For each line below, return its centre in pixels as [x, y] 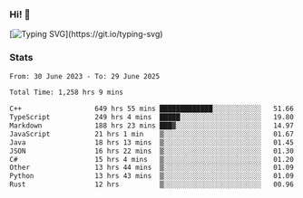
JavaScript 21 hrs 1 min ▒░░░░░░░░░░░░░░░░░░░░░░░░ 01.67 [152, 134]
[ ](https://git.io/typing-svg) [86, 34]
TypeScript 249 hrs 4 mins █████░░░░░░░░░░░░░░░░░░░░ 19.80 [152, 118]
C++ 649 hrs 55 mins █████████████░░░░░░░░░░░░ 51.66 [152, 109]
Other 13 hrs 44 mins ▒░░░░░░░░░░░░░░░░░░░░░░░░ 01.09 [152, 168]
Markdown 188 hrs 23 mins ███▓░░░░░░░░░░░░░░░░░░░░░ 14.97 [152, 126]
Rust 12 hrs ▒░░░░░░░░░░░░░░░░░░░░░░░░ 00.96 [152, 184]
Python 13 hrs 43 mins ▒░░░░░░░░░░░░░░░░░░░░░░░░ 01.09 [152, 176]
